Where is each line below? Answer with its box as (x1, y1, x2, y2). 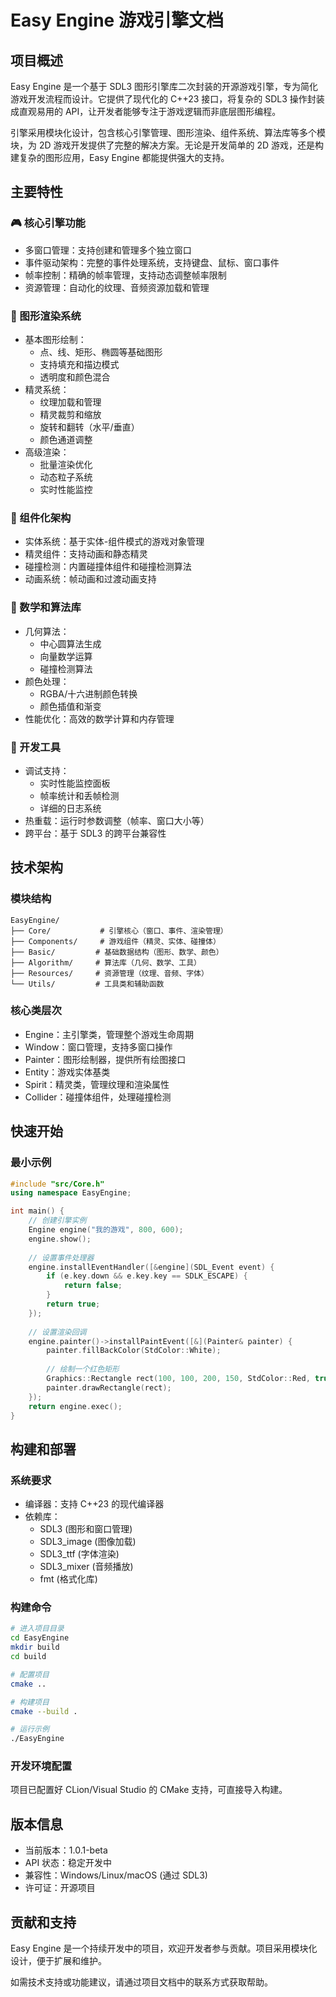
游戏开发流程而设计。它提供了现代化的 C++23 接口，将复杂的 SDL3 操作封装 (10, 93, 325, 105)
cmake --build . (10, 1706, 78, 1716)
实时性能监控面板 (39, 777, 111, 789)
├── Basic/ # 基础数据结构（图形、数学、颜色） (10, 947, 224, 957)
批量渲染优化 (39, 458, 93, 470)
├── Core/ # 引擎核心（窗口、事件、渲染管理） (10, 926, 228, 936)
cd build (10, 1652, 47, 1662)
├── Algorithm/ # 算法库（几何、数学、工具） (10, 957, 202, 968)
